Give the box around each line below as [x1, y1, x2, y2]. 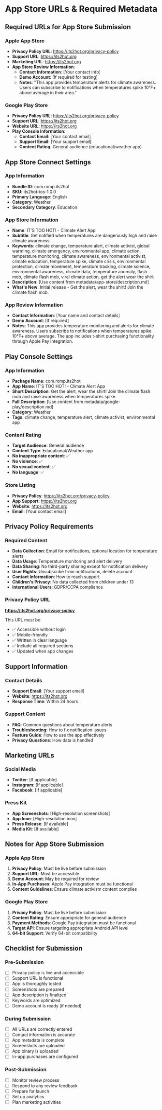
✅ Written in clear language [12, 637, 67, 643]
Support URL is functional [12, 975, 64, 981]
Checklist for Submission [5, 944, 83, 952]
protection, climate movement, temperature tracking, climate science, [12, 264, 151, 269]
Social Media [5, 766, 36, 773]
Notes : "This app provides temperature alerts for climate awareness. [19, 79, 156, 85]
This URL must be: [5, 617, 42, 623]
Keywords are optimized [12, 997, 60, 1003]
